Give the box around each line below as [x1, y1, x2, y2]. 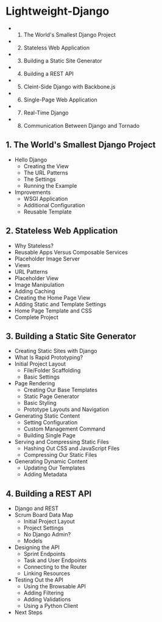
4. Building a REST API [5, 488, 92, 499]
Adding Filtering [23, 589, 65, 597]
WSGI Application [23, 194, 68, 202]
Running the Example [23, 182, 77, 189]
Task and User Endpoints [23, 557, 87, 564]
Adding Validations [23, 596, 71, 603]
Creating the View [23, 162, 69, 169]
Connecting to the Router [23, 563, 87, 571]
